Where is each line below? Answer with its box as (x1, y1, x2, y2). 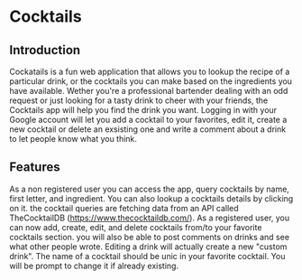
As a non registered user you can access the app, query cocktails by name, (9, 183, 290, 194)
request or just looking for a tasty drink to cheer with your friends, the (9, 95, 269, 106)
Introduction (9, 42, 81, 58)
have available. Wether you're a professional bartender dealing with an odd (9, 86, 288, 96)
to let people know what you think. (9, 134, 138, 144)
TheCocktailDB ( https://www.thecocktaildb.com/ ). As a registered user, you (9, 212, 290, 223)
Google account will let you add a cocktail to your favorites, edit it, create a (9, 115, 288, 125)
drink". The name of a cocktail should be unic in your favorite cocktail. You (9, 250, 286, 261)
